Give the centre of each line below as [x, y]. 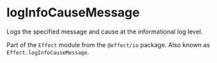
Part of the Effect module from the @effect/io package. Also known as [108, 45]
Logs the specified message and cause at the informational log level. [105, 32]
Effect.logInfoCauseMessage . [48, 52]
